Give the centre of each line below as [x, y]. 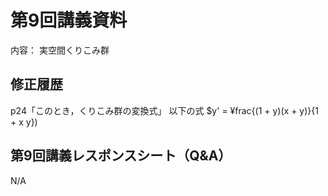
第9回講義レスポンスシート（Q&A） [121, 156]
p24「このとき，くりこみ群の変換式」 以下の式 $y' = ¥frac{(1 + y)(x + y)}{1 [164, 110]
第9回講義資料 [69, 20]
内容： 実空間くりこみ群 [60, 50]
